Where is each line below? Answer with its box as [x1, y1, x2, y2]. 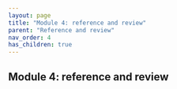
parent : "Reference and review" [8, 26, 115, 34]
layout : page [8, 11, 51, 20]
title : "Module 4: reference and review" [8, 19, 147, 27]
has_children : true [8, 41, 73, 49]
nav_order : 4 [8, 33, 51, 42]
